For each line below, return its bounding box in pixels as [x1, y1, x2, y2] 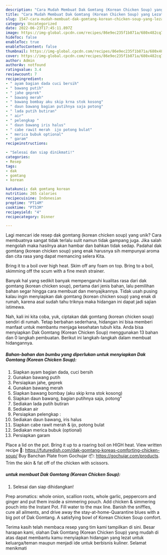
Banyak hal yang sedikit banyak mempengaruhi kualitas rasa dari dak [5, 278, 147, 284]
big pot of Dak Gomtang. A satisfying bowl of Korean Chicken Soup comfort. [5, 514, 162, 521]
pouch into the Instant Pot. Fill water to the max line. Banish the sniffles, [5, 504, 152, 510]
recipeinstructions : [5, 141, 49, 146]
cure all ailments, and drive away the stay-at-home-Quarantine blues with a [5, 509, 160, 515]
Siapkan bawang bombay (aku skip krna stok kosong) [12, 390, 123, 396]
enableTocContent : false [5, 44, 57, 49]
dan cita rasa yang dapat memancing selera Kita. [5, 253, 106, 259]
